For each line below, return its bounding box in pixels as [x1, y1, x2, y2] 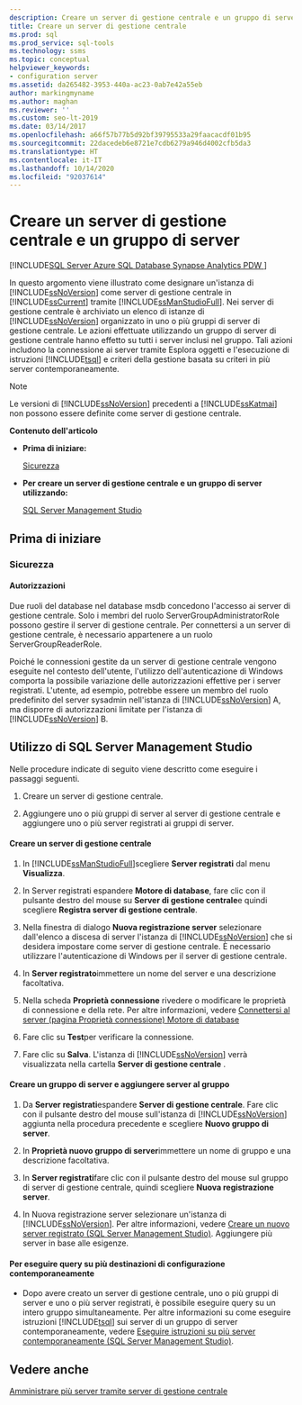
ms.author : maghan [9, 96, 78, 106]
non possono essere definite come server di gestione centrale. [9, 408, 242, 419]
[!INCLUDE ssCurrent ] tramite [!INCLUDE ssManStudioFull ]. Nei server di [9, 296, 274, 307]
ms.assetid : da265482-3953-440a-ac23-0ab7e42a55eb [9, 80, 203, 89]
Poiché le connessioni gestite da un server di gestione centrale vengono [9, 656, 277, 666]
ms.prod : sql [9, 30, 58, 39]
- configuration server [9, 72, 99, 81]
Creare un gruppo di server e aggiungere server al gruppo [9, 1079, 230, 1090]
